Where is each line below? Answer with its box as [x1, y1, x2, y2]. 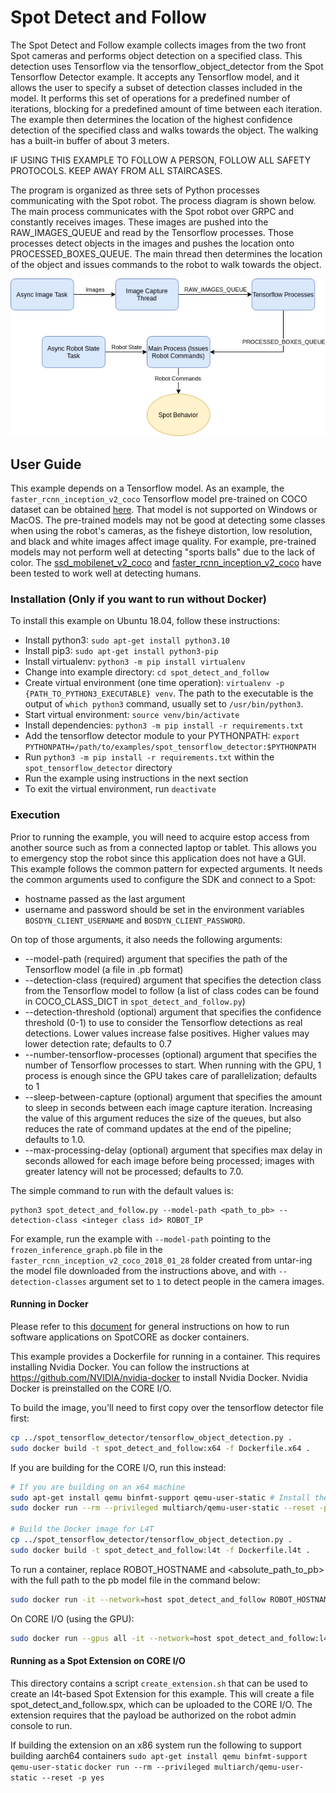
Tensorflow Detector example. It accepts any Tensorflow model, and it [10, 71, 300, 83]
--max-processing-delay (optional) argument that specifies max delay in [24, 1144, 323, 1156]
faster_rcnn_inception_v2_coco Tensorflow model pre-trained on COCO [10, 493, 308, 505]
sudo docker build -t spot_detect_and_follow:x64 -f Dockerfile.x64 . [10, 1443, 311, 1453]
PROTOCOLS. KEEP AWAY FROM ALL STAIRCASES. [10, 164, 223, 176]
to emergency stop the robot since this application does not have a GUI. [10, 852, 307, 864]
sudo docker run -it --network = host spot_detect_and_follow [10, 1594, 267, 1605]
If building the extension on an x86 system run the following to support [10, 1739, 302, 1751]
